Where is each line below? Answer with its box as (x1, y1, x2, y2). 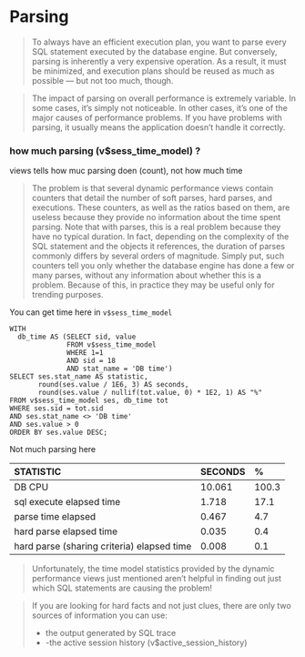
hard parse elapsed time (14, 525, 118, 538)
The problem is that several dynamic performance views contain (31, 183, 274, 194)
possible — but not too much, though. (31, 75, 174, 86)
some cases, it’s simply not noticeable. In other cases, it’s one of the (31, 102, 289, 113)
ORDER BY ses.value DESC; (9, 428, 107, 438)
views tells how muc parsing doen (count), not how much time (9, 166, 243, 177)
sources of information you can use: (31, 610, 168, 621)
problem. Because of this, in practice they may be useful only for (31, 279, 275, 290)
